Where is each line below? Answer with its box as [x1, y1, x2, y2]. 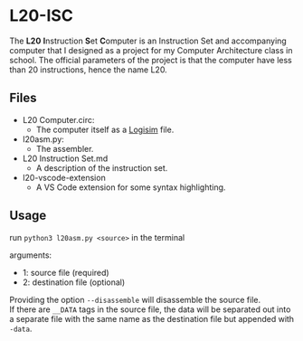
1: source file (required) [22, 267, 110, 278]
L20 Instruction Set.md [22, 153, 109, 164]
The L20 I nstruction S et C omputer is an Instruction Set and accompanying [9, 35, 287, 46]
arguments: [9, 250, 52, 260]
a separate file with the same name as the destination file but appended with [9, 313, 295, 324]
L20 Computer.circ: [22, 114, 95, 125]
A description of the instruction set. [35, 162, 168, 173]
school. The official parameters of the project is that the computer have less [9, 54, 292, 65]
